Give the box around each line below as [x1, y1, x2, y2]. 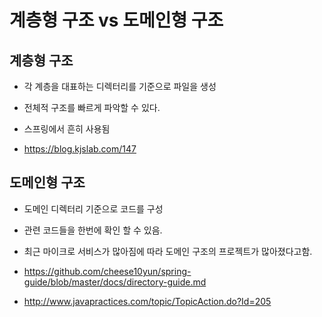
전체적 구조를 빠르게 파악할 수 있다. [23, 102, 161, 113]
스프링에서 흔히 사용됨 [23, 123, 111, 135]
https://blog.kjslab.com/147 [23, 143, 137, 155]
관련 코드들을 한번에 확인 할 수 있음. [23, 224, 163, 236]
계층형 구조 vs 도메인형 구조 [9, 9, 224, 32]
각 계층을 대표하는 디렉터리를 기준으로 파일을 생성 [23, 81, 217, 92]
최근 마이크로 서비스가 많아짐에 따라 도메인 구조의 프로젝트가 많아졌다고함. [23, 245, 313, 257]
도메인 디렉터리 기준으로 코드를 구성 [23, 202, 164, 215]
